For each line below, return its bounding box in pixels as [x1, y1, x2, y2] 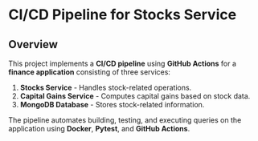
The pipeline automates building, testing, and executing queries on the [8, 115, 242, 125]
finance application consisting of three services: [8, 67, 171, 77]
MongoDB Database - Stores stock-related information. [19, 100, 205, 109]
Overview [8, 38, 59, 51]
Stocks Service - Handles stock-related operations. [19, 83, 192, 92]
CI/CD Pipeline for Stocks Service [8, 6, 237, 24]
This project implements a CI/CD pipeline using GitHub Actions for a [8, 58, 237, 68]
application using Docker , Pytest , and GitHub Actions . [8, 124, 190, 133]
